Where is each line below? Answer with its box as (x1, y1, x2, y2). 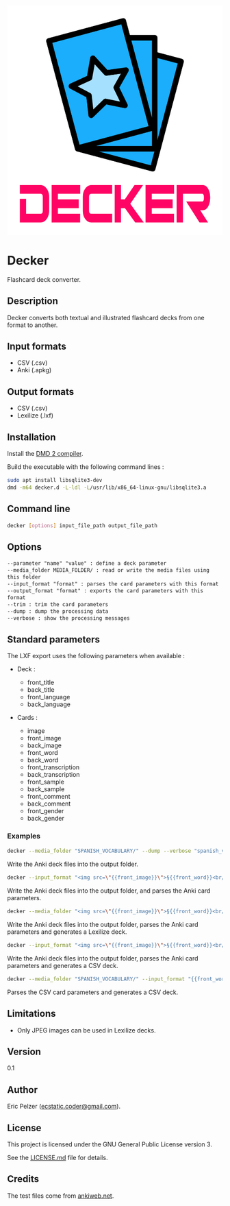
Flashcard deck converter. (7, 275, 81, 283)
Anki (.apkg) (16, 366, 52, 374)
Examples (7, 832, 41, 841)
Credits (7, 1173, 40, 1185)
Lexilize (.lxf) (16, 411, 53, 420)
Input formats (7, 341, 67, 352)
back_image (27, 741, 62, 749)
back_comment (27, 799, 71, 808)
